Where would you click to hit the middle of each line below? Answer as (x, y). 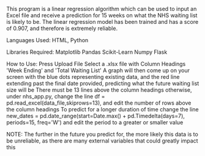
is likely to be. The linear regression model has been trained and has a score (102, 22)
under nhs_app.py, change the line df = (56, 96)
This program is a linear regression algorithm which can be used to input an (102, 9)
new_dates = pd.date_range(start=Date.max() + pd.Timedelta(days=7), (96, 116)
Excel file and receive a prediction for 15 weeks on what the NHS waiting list (102, 15)
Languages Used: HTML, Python (47, 40)
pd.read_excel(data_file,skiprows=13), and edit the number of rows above (99, 103)
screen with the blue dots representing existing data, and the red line (93, 77)
